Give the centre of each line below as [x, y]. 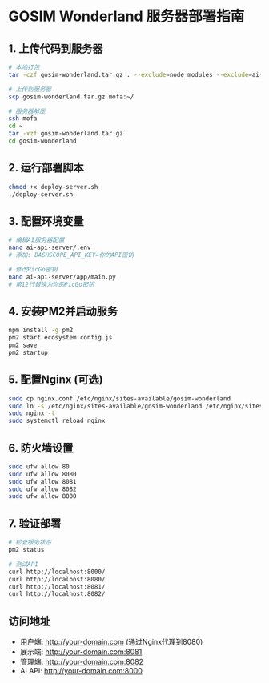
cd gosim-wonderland [43, 141]
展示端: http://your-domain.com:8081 [81, 652]
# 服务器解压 [27, 111]
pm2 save [23, 345]
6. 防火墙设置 [41, 448]
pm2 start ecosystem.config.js [60, 338]
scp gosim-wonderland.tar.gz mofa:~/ [71, 97]
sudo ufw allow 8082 [43, 489]
